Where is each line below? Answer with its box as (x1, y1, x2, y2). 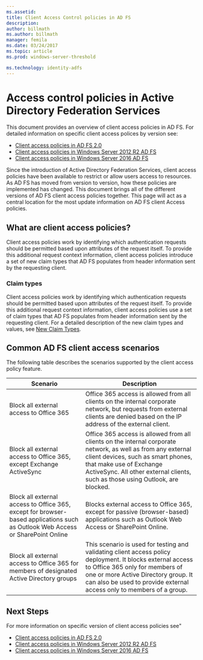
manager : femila (6, 37, 47, 43)
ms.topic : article (6, 48, 53, 54)
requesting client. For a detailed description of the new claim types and (6, 319, 184, 326)
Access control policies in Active (6, 91, 174, 105)
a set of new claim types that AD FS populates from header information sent (6, 258, 196, 265)
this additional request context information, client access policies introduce (6, 252, 193, 259)
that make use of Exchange (85, 460, 163, 469)
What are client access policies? (6, 222, 131, 233)
